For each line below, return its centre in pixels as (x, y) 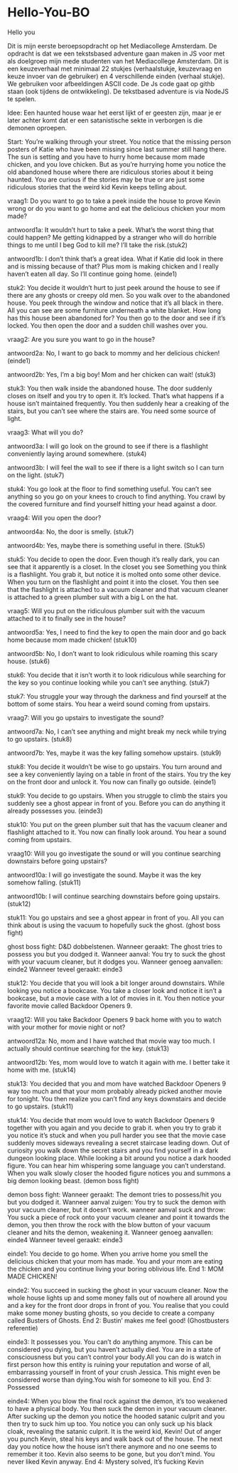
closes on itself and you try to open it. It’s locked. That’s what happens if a (116, 395)
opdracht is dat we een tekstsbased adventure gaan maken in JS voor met (116, 53)
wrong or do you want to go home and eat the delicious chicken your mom (117, 208)
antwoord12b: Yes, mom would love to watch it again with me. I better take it (119, 1062)
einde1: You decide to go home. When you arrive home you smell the (108, 1254)
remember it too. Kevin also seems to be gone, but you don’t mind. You (111, 1454)
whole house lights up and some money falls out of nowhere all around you (117, 1298)
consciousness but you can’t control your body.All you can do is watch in (114, 1357)
